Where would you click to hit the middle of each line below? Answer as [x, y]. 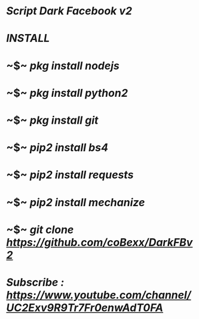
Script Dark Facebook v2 [69, 11]
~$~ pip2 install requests [70, 175]
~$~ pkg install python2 [67, 93]
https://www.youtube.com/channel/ [99, 295]
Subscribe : [35, 282]
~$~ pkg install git [52, 120]
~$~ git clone [40, 230]
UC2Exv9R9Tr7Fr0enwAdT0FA [85, 307]
